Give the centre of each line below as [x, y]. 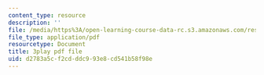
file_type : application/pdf [54, 37]
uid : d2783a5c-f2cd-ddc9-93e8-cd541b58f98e [81, 59]
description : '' [35, 23]
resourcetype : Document [47, 45]
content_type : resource [47, 15]
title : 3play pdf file [45, 52]
